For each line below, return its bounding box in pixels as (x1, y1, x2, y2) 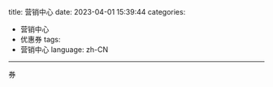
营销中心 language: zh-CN (19, 45, 108, 54)
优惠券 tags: (19, 35, 61, 44)
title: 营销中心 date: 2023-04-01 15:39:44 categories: (8, 7, 186, 16)
